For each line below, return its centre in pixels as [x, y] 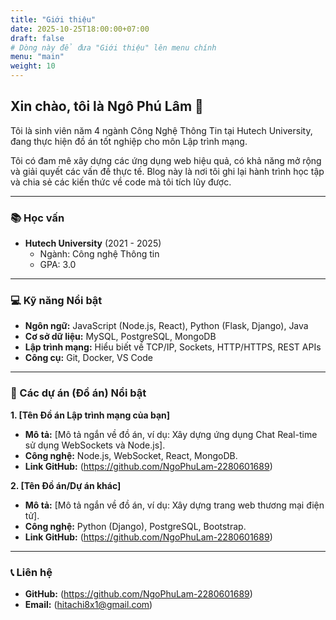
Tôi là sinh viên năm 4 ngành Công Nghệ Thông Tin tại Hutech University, [161, 130]
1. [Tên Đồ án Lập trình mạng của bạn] [90, 415]
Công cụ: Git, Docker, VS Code [88, 358]
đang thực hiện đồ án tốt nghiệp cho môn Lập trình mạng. [129, 141]
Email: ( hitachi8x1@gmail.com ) [88, 604]
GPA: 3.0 [58, 265]
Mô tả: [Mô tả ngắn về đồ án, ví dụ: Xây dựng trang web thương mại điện [174, 505]
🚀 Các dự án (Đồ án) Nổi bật [78, 393]
